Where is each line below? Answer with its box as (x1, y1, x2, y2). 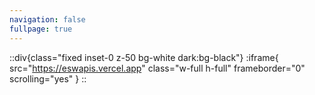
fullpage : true (9, 24, 73, 34)
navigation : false (9, 14, 86, 25)
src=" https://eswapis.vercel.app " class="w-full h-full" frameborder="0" (9, 62, 306, 74)
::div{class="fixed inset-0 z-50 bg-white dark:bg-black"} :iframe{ (9, 51, 279, 63)
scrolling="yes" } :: (9, 72, 87, 85)
